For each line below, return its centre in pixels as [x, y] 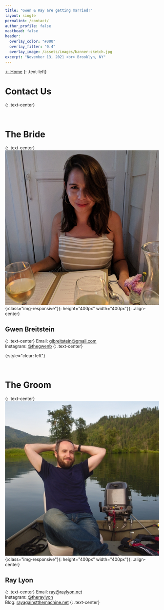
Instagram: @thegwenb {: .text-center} [44, 346]
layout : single [20, 15]
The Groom [28, 385]
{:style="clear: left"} [25, 356]
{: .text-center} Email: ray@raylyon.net [44, 592]
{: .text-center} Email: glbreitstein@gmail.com [51, 341]
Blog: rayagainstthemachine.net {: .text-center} [52, 602]
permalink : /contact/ [27, 21]
